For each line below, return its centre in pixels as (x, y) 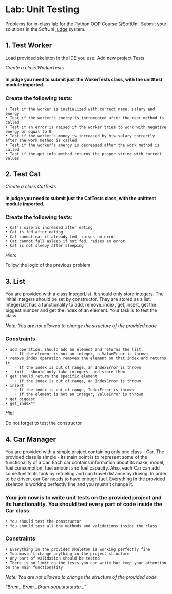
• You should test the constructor (43, 521)
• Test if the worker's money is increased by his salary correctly (80, 136)
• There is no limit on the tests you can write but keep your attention (86, 563)
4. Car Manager (31, 439)
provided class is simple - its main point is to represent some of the (76, 457)
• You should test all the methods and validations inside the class (81, 526)
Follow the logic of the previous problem (48, 265)
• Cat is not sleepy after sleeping (44, 246)
